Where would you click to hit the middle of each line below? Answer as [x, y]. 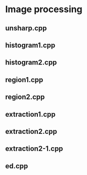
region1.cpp [24, 80]
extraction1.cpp [30, 114]
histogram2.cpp [31, 63]
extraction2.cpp [31, 131]
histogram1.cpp [30, 45]
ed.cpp [17, 166]
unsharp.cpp [26, 28]
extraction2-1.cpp [34, 149]
